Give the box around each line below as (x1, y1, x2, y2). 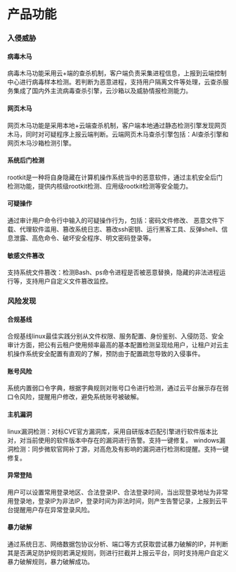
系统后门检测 (7, 156, 44, 165)
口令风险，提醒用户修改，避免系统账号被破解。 (7, 393, 143, 401)
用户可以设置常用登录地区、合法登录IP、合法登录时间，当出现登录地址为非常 (7, 488, 228, 496)
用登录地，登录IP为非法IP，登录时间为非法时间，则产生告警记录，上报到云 (7, 497, 222, 505)
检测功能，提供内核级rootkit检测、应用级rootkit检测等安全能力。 (7, 182, 192, 190)
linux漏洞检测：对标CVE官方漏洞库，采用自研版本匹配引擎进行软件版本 (7, 427, 212, 436)
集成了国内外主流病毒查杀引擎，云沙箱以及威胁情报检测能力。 (13, 87, 192, 95)
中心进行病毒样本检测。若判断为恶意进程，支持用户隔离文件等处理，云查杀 (7, 78, 223, 87)
